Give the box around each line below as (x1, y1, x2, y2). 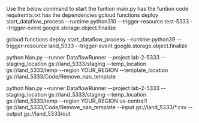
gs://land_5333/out (23, 110, 71, 117)
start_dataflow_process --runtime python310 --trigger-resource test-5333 (6, 18, 189, 25)
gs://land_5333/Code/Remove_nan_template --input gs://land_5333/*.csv (6, 104, 187, 110)
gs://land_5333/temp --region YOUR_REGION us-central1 (6, 97, 147, 104)
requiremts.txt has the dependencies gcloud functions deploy (6, 11, 159, 19)
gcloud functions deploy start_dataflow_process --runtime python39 (6, 36, 176, 43)
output (6, 110, 23, 117)
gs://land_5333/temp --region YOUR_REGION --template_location (6, 67, 168, 74)
